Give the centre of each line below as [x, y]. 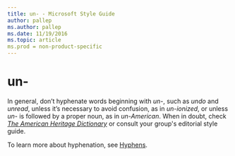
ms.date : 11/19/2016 [38, 34]
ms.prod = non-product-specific [55, 47]
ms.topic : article [34, 40]
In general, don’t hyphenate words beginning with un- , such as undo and [113, 101]
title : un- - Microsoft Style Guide [61, 14]
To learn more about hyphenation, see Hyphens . [78, 145]
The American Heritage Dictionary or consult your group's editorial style [113, 124]
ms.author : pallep [34, 27]
